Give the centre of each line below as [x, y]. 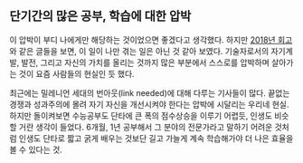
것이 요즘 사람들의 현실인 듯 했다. [76, 73]
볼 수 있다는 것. [36, 149]
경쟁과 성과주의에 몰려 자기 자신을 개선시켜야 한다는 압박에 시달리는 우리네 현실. [149, 104]
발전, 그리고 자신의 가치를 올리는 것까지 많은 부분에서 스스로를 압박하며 [145, 62]
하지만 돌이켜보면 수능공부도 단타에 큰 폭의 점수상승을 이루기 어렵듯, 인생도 [141, 115]
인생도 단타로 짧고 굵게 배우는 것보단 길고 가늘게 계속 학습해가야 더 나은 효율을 [156, 138]
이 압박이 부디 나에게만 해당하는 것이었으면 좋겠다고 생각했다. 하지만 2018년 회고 [151, 40]
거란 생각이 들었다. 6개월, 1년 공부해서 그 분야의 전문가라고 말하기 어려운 [146, 127]
